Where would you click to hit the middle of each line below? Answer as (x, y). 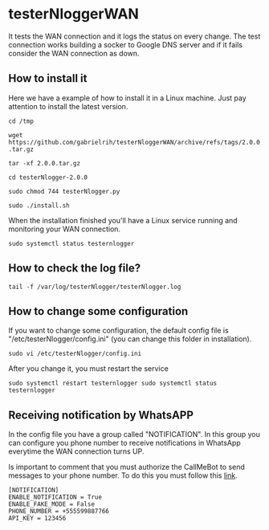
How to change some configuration (98, 311)
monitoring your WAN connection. (65, 229)
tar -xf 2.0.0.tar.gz (45, 163)
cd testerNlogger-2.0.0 (48, 177)
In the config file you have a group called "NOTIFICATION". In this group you (134, 434)
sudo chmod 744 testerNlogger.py (64, 191)
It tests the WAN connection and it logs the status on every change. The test (134, 36)
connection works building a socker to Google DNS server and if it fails (126, 44)
